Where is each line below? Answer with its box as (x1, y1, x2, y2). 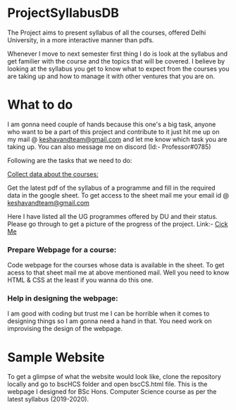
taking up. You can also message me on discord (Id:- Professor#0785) (7, 143, 211, 151)
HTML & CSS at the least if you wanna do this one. (7, 276, 154, 284)
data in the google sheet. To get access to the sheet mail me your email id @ (7, 191, 230, 199)
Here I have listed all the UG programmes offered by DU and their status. (7, 212, 218, 220)
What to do (7, 97, 73, 113)
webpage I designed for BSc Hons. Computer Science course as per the (7, 387, 217, 396)
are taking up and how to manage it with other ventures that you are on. (7, 72, 216, 80)
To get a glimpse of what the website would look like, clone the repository (7, 373, 221, 381)
